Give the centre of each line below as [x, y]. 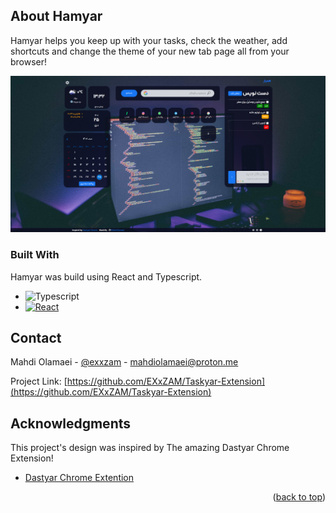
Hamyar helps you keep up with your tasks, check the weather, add [149, 40]
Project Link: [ [39, 381]
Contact [36, 338]
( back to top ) [299, 497]
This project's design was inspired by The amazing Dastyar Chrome [150, 448]
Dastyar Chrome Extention [79, 478]
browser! [29, 61]
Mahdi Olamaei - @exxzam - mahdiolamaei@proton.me [124, 362]
